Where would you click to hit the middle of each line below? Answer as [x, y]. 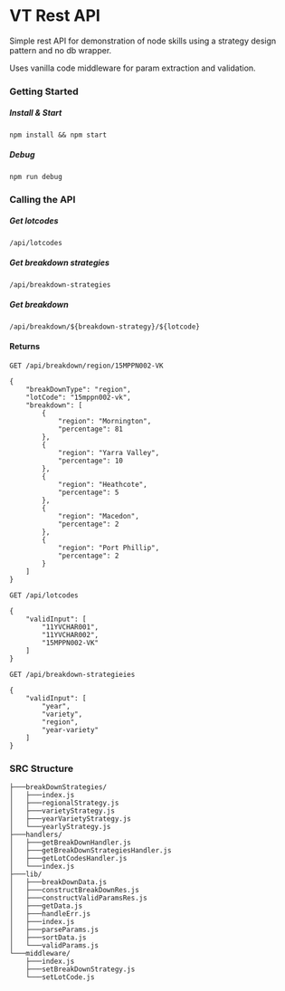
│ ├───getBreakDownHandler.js [70, 843]
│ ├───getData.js [46, 906]
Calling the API [43, 199]
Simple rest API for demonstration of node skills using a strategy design [143, 41]
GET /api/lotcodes [44, 595]
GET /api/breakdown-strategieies [72, 674]
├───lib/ [26, 874]
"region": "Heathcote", [102, 484]
